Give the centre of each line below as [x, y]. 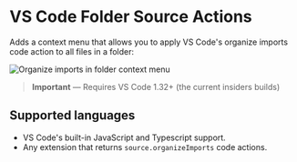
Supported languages [72, 116]
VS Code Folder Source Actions [131, 17]
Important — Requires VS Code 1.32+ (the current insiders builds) [156, 86]
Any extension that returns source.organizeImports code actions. [145, 147]
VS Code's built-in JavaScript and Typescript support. [124, 137]
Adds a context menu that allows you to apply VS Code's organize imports [149, 42]
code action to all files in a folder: [72, 51]
